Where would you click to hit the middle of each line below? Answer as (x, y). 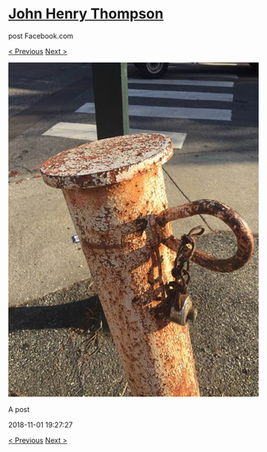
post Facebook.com (41, 36)
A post (19, 409)
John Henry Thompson (86, 14)
